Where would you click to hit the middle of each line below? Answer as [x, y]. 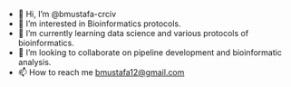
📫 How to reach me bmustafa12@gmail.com [101, 72]
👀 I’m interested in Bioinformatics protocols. [99, 24]
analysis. [34, 62]
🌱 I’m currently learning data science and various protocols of [133, 33]
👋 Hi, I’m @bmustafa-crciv [67, 14]
